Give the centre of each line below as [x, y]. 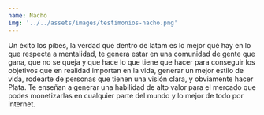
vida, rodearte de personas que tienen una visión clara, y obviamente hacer [131, 79]
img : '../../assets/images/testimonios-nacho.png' [93, 23]
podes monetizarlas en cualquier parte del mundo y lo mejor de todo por [126, 95]
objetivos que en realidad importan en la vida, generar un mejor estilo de [126, 70]
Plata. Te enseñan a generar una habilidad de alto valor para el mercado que [132, 87]
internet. [22, 104]
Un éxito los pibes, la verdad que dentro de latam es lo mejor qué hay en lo [130, 45]
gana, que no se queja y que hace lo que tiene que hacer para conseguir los [132, 62]
